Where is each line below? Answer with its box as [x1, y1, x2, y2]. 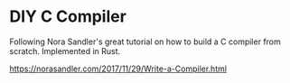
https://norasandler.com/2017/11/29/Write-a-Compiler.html [9, 63, 228, 74]
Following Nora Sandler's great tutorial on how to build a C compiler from [9, 36, 282, 47]
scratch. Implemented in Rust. [9, 45, 121, 56]
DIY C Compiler [9, 6, 126, 27]
